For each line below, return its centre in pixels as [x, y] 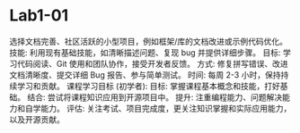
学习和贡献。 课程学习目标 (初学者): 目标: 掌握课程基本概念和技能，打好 [149, 86]
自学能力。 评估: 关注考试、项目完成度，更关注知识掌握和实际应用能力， [158, 108]
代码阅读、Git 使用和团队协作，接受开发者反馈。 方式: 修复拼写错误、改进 [153, 63]
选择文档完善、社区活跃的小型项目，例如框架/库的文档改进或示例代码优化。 [149, 41]
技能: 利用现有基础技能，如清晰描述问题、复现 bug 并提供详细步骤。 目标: [145, 52]
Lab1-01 [39, 16]
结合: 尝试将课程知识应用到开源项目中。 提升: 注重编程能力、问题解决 [154, 97]
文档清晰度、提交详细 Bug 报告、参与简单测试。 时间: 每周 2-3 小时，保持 [145, 75]
